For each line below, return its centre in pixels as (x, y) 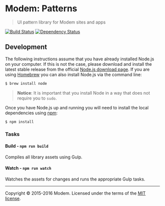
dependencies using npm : (31, 113)
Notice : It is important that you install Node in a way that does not (83, 93)
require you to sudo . (37, 98)
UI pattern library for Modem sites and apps (61, 22)
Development (26, 47)
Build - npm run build (27, 146)
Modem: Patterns (41, 9)
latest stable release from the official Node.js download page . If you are (77, 69)
